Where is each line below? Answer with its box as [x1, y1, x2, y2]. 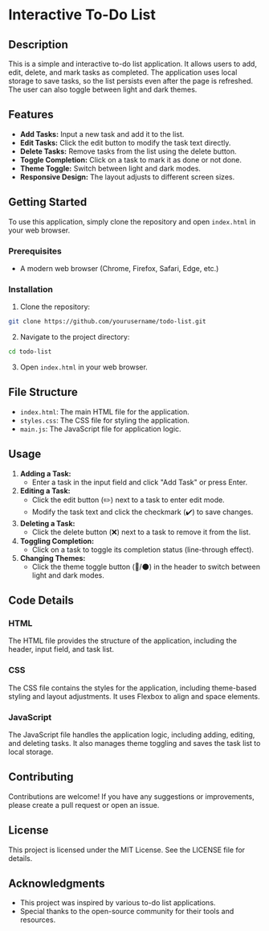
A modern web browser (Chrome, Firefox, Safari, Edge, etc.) [19, 263, 219, 273]
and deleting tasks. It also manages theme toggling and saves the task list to [8, 738, 261, 748]
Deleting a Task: [19, 518, 75, 528]
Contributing [8, 770, 74, 784]
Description [8, 38, 68, 51]
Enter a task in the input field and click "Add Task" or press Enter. [31, 477, 248, 487]
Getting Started [8, 196, 88, 209]
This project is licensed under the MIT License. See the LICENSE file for [8, 845, 246, 855]
